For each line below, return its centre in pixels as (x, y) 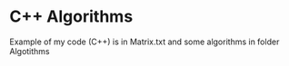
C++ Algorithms (71, 17)
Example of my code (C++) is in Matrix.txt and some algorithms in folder (144, 42)
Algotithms (30, 51)
